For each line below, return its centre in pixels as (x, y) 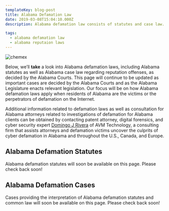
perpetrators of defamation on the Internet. (50, 99)
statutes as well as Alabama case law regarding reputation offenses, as (79, 72)
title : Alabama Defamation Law (38, 15)
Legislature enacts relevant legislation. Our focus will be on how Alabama (82, 88)
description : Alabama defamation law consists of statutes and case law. (85, 24)
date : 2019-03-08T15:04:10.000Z (39, 19)
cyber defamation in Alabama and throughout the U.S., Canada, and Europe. (85, 136)
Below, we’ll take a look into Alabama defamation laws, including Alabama (82, 67)
